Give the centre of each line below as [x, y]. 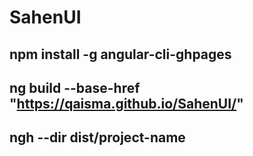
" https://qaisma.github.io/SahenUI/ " [126, 103]
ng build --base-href [75, 87]
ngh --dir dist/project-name [97, 137]
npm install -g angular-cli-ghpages [120, 54]
